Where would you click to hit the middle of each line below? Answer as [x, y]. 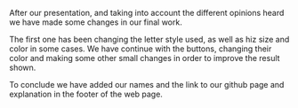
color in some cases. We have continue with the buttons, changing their [141, 49]
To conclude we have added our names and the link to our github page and [147, 85]
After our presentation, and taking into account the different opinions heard [147, 13]
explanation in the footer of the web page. [86, 94]
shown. [23, 67]
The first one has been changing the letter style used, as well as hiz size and [149, 39]
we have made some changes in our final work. [96, 22]
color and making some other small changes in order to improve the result [145, 58]
